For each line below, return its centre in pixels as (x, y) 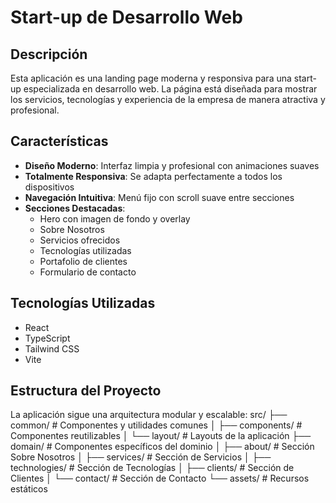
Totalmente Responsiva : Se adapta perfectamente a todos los (153, 176)
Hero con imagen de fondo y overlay (115, 218)
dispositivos (49, 187)
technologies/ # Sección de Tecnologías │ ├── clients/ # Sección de (152, 468)
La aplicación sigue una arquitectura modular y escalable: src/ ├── (149, 415)
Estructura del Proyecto (86, 391)
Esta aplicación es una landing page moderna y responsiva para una (151, 78)
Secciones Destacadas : (75, 208)
